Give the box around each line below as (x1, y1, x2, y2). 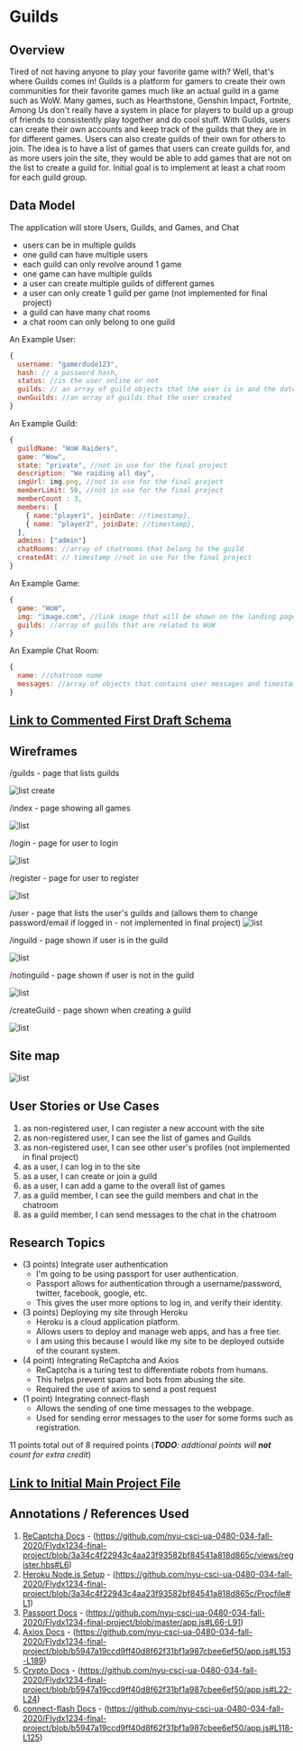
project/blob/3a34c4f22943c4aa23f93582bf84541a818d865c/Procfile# (22, 1587, 291, 1598)
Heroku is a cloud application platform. (35, 1316, 180, 1327)
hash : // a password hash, (17, 368, 119, 377)
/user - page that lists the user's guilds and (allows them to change (9, 908, 259, 919)
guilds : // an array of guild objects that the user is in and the (17, 385, 277, 394)
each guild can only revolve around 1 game (22, 258, 182, 269)
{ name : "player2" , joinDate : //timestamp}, (25, 520, 196, 529)
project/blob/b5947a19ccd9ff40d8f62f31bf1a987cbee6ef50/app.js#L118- (22, 1722, 294, 1733)
